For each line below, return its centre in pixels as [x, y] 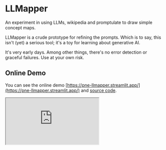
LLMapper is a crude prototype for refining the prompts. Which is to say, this [83, 37]
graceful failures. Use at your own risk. [45, 57]
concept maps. [21, 27]
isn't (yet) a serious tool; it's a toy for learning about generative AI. [73, 42]
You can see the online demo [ [36, 85]
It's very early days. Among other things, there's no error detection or [76, 52]
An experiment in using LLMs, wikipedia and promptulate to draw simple [79, 22]
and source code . [99, 90]
